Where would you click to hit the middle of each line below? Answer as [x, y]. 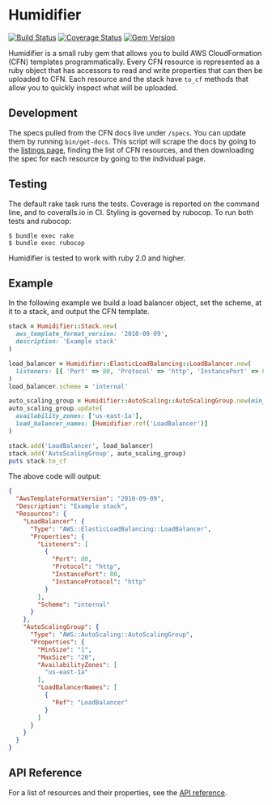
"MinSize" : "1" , [65, 650]
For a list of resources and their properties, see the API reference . [118, 792]
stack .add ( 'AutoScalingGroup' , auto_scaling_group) [97, 453]
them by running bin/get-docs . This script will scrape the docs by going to [132, 141]
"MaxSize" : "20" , [66, 657]
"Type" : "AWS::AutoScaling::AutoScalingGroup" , [112, 635]
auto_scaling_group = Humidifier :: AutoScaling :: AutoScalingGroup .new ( [130, 401]
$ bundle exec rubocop [47, 243]
